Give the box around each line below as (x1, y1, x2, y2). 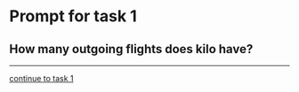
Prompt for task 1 (9, 6, 138, 27)
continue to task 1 (9, 73, 74, 83)
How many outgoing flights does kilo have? (9, 42, 254, 57)
